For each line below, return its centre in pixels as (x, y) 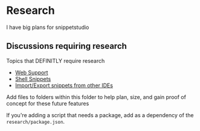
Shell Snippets (33, 78)
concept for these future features (48, 103)
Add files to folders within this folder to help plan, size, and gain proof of (96, 97)
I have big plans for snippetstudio (48, 27)
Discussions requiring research (66, 46)
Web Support (31, 72)
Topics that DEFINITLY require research (56, 60)
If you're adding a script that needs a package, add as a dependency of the (100, 115)
